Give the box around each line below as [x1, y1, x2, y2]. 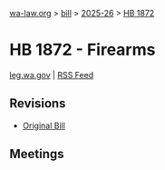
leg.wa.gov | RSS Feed [9, 69, 94, 80]
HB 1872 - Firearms [9, 40, 156, 60]
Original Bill [22, 120, 66, 131]
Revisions [9, 95, 66, 112]
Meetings [9, 146, 65, 162]
